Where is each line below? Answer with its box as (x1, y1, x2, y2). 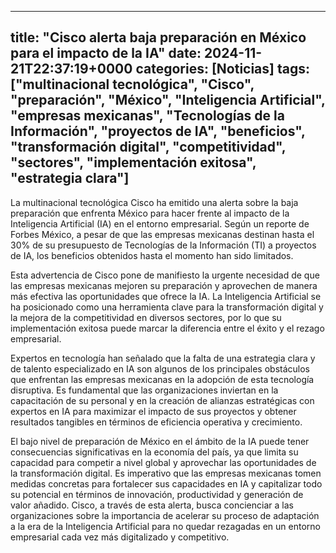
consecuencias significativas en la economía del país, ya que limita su (10, 446, 299, 458)
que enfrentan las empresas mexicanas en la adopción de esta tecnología (10, 373, 315, 385)
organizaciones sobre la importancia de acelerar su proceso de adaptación (10, 509, 320, 521)
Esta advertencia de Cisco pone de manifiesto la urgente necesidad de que (10, 269, 320, 281)
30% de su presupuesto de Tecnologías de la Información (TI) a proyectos (10, 239, 317, 251)
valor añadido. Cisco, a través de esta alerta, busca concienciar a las (10, 499, 294, 511)
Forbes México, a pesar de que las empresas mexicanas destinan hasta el (10, 228, 315, 240)
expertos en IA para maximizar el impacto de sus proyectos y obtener (10, 405, 297, 417)
